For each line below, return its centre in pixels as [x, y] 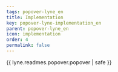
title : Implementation [35, 17]
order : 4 [17, 40]
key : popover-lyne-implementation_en [54, 23]
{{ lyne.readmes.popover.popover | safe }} [59, 62]
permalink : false [28, 46]
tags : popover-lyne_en [35, 12]
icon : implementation [34, 34]
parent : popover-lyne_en [38, 28]
